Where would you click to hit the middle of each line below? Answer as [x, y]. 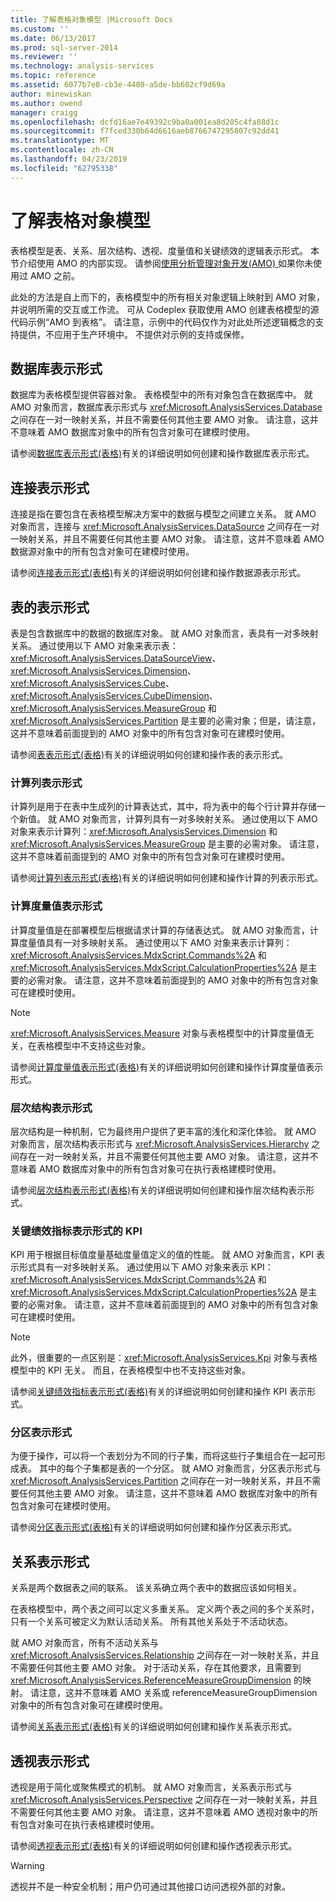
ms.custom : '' [40, 29]
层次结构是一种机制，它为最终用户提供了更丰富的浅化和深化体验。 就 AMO [163, 1131]
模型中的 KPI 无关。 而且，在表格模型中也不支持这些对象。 [130, 1370]
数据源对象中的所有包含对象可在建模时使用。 [102, 552]
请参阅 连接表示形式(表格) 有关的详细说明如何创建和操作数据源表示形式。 [158, 573]
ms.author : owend [46, 103]
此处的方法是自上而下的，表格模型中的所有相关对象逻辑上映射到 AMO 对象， [167, 297]
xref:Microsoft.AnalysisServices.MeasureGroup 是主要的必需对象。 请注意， [167, 844]
